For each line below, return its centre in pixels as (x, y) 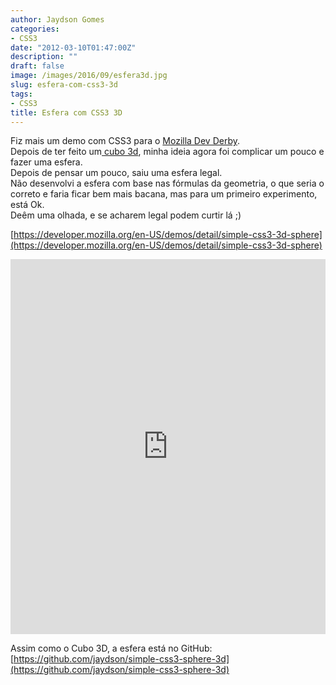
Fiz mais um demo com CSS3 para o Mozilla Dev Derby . (125, 141)
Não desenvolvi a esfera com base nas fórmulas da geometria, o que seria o (167, 183)
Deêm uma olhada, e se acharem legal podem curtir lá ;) (126, 215)
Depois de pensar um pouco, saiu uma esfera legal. (116, 173)
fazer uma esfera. (46, 162)
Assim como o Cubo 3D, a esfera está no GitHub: (111, 648)
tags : (21, 94)
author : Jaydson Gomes (57, 19)
